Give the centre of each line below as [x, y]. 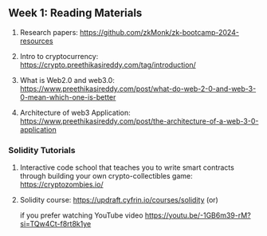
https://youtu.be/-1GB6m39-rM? [198, 215]
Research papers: [49, 32]
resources [36, 41]
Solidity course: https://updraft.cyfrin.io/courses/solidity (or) [119, 200]
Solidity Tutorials [42, 150]
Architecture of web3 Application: [75, 112]
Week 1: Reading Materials [75, 13]
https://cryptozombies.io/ [61, 185]
